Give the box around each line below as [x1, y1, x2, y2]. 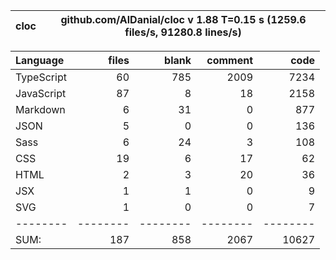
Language [15, 54, 65, 67]
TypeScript [15, 70, 67, 84]
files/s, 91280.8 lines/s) [124, 25, 242, 39]
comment [206, 54, 253, 67]
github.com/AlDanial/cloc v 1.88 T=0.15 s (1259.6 [60, 13, 307, 26]
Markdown [15, 103, 66, 116]
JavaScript [15, 87, 67, 100]
